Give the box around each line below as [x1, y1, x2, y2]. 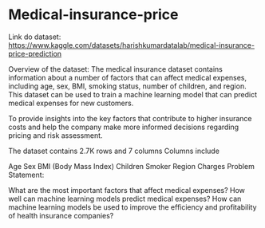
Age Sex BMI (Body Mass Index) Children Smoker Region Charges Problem [8, 161, 255, 171]
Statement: [8, 170, 45, 179]
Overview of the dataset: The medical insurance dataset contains [8, 64, 223, 73]
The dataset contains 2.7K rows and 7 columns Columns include [8, 146, 220, 155]
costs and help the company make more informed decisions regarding [8, 122, 239, 132]
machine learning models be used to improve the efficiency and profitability [8, 202, 257, 212]
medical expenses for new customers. [8, 98, 134, 108]
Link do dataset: [8, 32, 61, 41]
